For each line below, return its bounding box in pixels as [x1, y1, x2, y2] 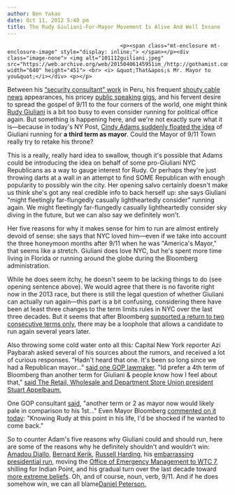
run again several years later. [7, 327, 91, 336]
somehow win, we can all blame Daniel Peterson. [7, 480, 147, 488]
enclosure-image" [7, 48, 58, 56]
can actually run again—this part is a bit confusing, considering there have [7, 297, 222, 306]
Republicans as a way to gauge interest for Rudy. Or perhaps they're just [7, 166, 217, 175]
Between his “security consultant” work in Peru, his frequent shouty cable [7, 86, 220, 94]
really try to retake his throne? [7, 137, 94, 146]
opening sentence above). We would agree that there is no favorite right [7, 283, 215, 291]
